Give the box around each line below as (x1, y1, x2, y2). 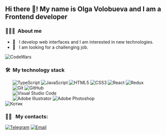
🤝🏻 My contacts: (5, 113, 48, 120)
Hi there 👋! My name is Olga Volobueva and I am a (5, 5, 162, 13)
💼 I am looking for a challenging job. (12, 44, 88, 50)
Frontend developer (5, 13, 68, 21)
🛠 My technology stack (5, 67, 65, 73)
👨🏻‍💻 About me (5, 28, 42, 35)
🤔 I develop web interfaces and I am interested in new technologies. (12, 39, 154, 45)
